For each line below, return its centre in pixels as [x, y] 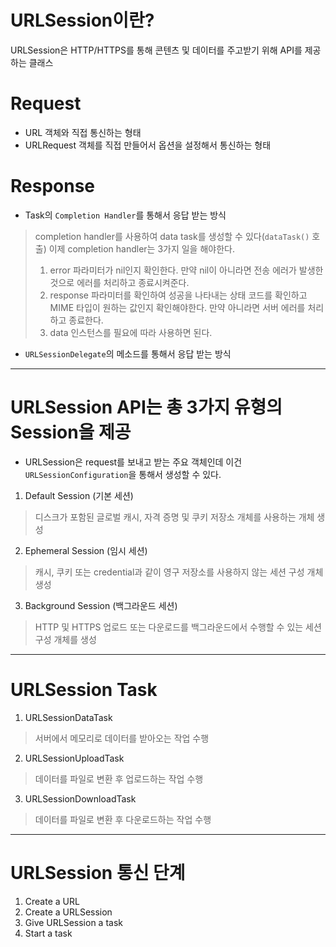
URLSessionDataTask [68, 717]
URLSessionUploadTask [74, 758]
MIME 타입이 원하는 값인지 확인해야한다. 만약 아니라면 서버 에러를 [177, 307]
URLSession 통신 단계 [98, 872]
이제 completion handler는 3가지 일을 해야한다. [141, 248]
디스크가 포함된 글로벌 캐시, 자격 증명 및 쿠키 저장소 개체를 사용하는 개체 [174, 517]
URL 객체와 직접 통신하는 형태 [83, 132]
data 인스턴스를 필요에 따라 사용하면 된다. [131, 332]
